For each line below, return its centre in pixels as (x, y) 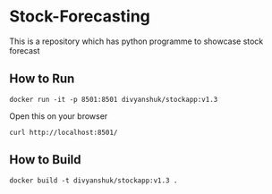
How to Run (42, 79)
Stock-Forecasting (80, 17)
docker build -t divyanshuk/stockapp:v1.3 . (93, 181)
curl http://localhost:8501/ (64, 132)
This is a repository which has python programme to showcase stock (136, 41)
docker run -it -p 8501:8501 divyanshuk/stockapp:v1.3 (114, 99)
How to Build (46, 160)
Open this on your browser (59, 116)
